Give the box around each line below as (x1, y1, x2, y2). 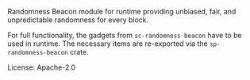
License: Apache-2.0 (7, 63, 76, 72)
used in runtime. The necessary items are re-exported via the (7, 39, 208, 48)
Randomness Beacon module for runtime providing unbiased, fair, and (7, 7, 237, 16)
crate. (69, 48, 89, 56)
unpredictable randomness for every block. (7, 15, 149, 25)
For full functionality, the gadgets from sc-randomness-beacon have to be (7, 31, 243, 40)
